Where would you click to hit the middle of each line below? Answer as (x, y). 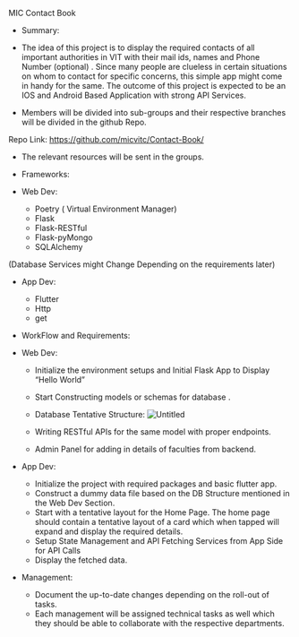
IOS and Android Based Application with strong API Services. (134, 95)
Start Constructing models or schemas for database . (132, 397)
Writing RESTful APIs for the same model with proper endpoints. (153, 432)
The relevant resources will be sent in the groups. (113, 157)
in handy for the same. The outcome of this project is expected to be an (154, 86)
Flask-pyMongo (64, 237)
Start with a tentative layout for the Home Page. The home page (152, 512)
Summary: (40, 30)
